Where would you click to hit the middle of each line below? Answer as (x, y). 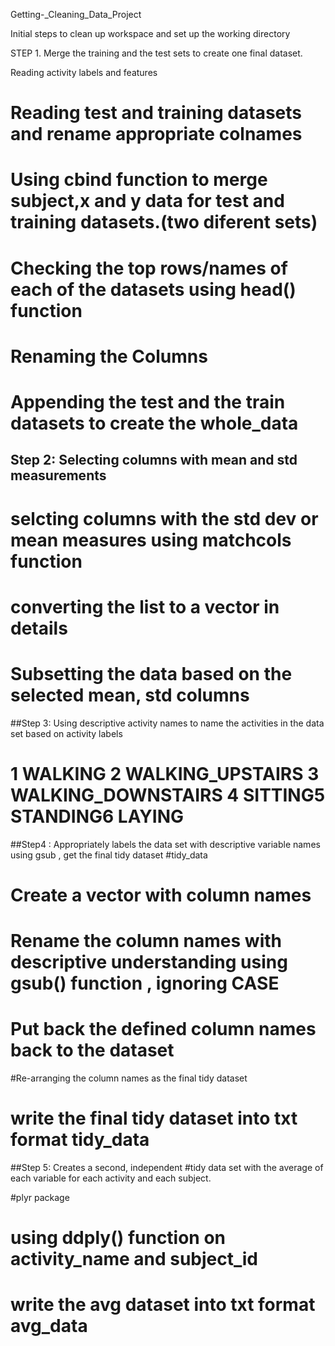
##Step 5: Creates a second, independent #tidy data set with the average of (167, 1167)
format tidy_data (80, 1140)
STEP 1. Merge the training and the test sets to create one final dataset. (156, 53)
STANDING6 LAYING (97, 816)
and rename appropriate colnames (156, 134)
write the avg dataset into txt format (163, 1305)
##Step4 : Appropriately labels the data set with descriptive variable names (165, 844)
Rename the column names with (146, 940)
